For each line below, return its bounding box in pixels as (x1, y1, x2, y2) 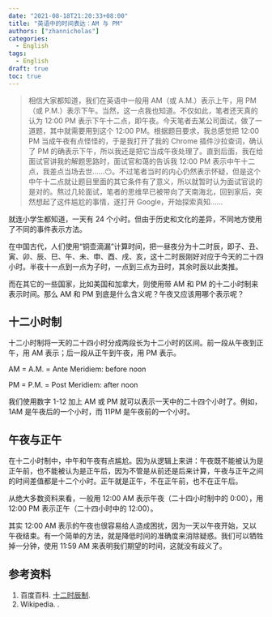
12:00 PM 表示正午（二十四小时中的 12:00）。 (8, 503, 158, 513)
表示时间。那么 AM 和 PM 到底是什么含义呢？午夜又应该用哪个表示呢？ (8, 289, 244, 298)
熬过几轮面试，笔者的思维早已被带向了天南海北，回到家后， (56, 186, 256, 196)
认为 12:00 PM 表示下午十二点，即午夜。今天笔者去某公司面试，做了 (28, 115, 256, 126)
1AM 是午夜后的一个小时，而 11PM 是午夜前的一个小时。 (8, 407, 194, 417)
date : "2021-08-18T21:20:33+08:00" (8, 11, 129, 20)
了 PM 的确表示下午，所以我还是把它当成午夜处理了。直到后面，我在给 (28, 146, 264, 156)
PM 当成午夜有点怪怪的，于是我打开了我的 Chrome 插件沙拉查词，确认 (28, 135, 264, 146)
